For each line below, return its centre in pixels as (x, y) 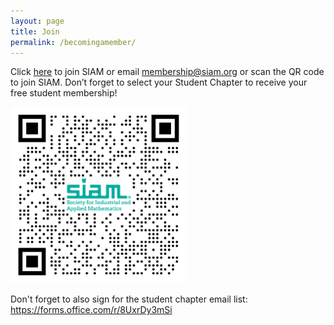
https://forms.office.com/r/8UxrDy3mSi (91, 310)
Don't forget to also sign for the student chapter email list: (129, 299)
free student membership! (64, 93)
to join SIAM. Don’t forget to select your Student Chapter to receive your (159, 82)
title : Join (35, 31)
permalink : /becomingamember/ (73, 42)
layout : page (37, 21)
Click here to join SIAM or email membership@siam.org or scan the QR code (167, 72)
